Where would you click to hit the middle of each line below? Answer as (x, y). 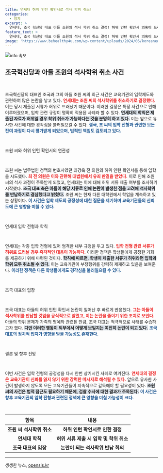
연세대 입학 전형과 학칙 (26, 226)
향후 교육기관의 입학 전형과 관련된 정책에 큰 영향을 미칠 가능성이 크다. (70, 397)
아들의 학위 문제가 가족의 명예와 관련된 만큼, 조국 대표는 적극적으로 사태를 (74, 322)
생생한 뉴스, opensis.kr (27, 465)
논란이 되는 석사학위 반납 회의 (92, 448)
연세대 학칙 (30, 439)
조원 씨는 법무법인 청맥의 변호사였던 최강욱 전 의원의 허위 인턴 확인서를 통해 (76, 170)
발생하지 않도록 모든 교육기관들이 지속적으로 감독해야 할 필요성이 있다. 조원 (84, 385)
